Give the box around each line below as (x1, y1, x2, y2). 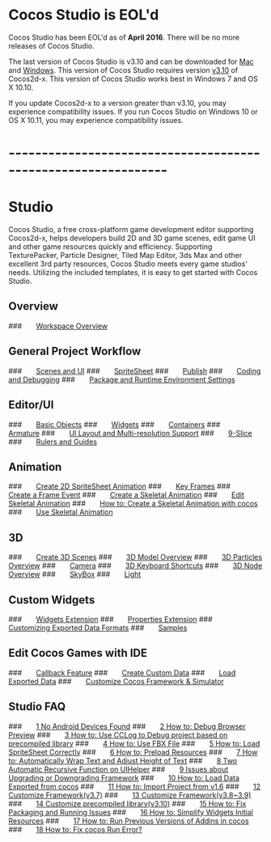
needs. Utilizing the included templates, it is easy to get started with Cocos (8, 268, 258, 277)
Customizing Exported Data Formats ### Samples (8, 623, 188, 633)
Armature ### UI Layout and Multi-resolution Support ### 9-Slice (8, 428, 252, 438)
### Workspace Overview (8, 321, 108, 331)
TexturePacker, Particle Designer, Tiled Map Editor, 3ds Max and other (8, 251, 243, 260)
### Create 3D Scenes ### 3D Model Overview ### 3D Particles (8, 552, 263, 562)
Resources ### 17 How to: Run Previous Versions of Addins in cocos (8, 815, 249, 826)
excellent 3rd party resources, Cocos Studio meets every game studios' (8, 259, 248, 269)
